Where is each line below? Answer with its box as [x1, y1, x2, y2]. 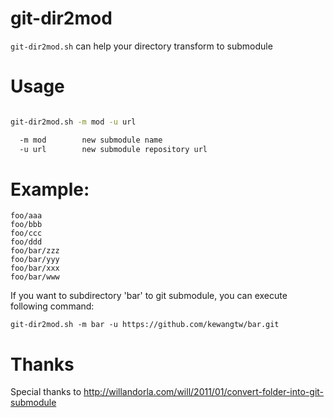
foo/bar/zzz [10, 246, 60, 256]
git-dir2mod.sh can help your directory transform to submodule [10, 40, 273, 52]
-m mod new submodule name [19, 135, 163, 145]
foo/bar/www [10, 272, 60, 282]
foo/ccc [10, 228, 43, 239]
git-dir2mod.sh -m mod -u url [10, 117, 137, 127]
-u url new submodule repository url [19, 144, 208, 154]
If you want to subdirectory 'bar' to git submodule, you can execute [10, 290, 288, 302]
